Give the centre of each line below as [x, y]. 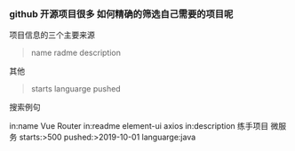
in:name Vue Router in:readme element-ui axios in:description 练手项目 [139, 126]
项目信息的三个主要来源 [52, 35]
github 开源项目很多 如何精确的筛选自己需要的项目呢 [121, 13]
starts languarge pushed [76, 89]
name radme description [76, 53]
